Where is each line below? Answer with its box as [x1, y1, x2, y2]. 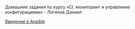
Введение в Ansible [5, 19, 45, 24]
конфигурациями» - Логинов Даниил [5, 9, 82, 15]
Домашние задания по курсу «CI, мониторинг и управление [5, 4, 130, 10]
